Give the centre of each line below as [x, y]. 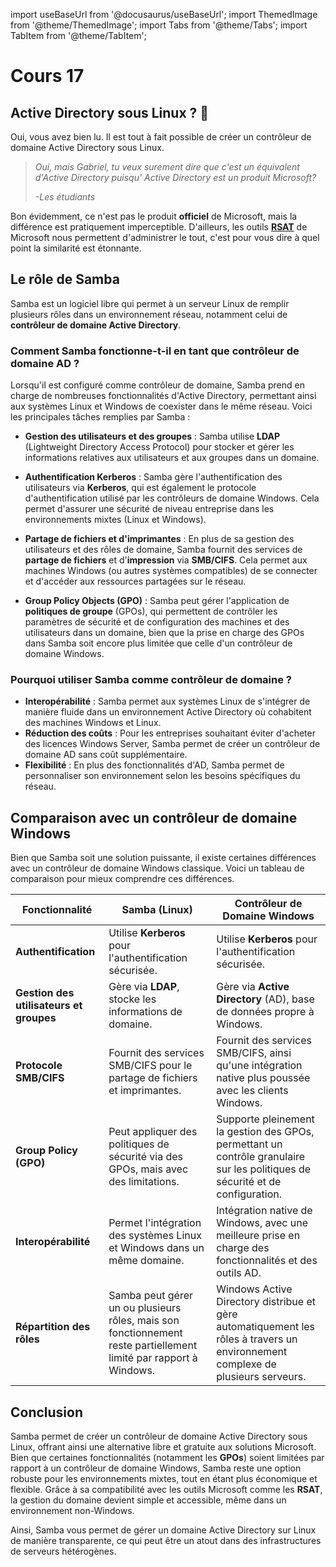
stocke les [132, 999]
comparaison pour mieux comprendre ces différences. [122, 879]
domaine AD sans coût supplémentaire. [106, 755]
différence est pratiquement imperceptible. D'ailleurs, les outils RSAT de [159, 227]
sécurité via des [145, 1157]
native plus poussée [263, 1078]
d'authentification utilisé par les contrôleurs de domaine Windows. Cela [172, 498]
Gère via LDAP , [144, 987]
